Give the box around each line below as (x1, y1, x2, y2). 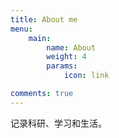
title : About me (10, 14, 78, 25)
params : (46, 61, 78, 71)
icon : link (63, 71, 110, 81)
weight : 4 (46, 52, 87, 62)
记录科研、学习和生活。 (10, 117, 107, 129)
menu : (10, 24, 33, 34)
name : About (46, 42, 97, 53)
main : (28, 33, 52, 43)
